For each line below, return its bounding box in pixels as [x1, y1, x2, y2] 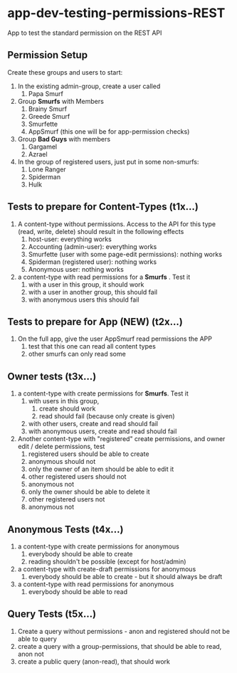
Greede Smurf [28, 112, 70, 120]
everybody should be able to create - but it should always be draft [28, 573, 223, 581]
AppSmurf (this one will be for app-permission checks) [28, 127, 190, 136]
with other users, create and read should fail [28, 420, 159, 428]
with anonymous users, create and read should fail [28, 427, 177, 435]
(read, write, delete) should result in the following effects [17, 227, 184, 235]
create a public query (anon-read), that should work [17, 657, 171, 666]
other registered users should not [28, 472, 127, 481]
